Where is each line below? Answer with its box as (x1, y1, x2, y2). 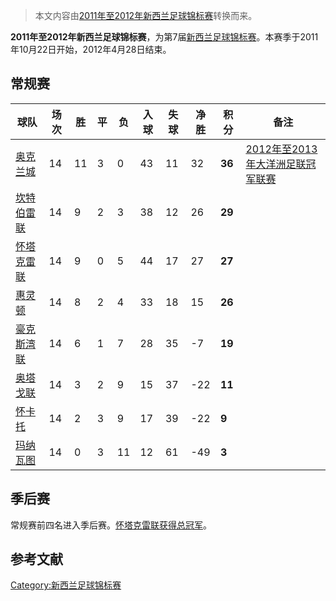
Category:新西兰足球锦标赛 (10, 579, 122, 591)
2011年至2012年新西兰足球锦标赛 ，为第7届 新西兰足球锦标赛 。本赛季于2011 (10, 31, 319, 43)
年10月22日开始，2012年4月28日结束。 (10, 44, 172, 55)
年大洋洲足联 (245, 157, 307, 171)
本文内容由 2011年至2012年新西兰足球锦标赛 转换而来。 (34, 10, 258, 21)
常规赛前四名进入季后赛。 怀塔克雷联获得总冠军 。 (10, 519, 212, 531)
